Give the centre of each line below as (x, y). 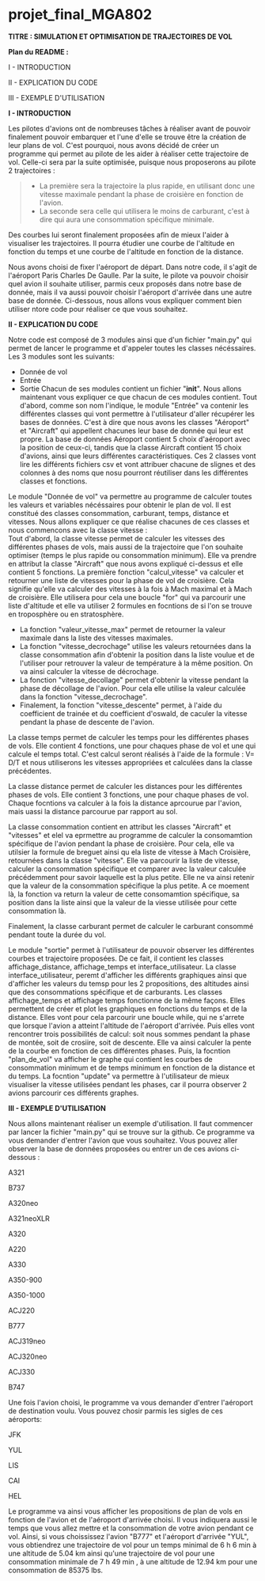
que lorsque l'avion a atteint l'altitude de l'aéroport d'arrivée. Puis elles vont (131, 1026)
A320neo (23, 1203)
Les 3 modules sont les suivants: (61, 356)
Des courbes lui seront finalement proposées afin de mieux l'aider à (119, 234)
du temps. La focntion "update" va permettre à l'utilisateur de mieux (119, 1076)
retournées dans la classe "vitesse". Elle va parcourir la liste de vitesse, (124, 860)
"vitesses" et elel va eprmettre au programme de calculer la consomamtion (131, 835)
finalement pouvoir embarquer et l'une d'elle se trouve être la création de (127, 137)
